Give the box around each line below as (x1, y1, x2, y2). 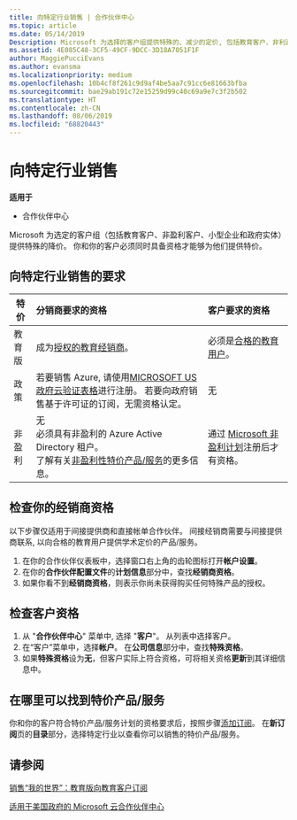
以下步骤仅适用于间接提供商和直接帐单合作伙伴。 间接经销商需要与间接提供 (9, 525, 283, 536)
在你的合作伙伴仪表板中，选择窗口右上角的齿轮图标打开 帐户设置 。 (21, 555, 263, 566)
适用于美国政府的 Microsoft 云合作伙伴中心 (9, 801, 165, 811)
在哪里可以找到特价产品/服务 (9, 692, 165, 708)
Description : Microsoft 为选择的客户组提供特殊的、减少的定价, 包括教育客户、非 (9, 37, 280, 47)
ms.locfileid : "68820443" (9, 120, 104, 129)
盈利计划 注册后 (207, 440, 270, 453)
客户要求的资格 (207, 304, 270, 316)
